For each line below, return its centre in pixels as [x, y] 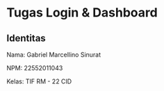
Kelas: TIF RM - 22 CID [39, 81]
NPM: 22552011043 [35, 68]
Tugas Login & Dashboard [82, 13]
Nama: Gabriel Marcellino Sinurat [54, 54]
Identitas [26, 38]
